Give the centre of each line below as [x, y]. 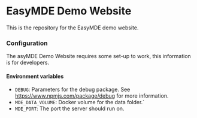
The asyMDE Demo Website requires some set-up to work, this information [99, 56]
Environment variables [35, 76]
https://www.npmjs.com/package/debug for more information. [92, 96]
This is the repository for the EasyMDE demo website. [72, 28]
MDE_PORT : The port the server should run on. [69, 108]
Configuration [27, 43]
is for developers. [28, 63]
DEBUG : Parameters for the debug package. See [72, 90]
